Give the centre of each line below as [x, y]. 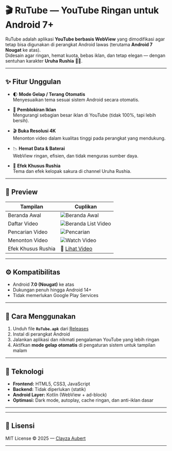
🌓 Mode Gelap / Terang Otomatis [49, 94]
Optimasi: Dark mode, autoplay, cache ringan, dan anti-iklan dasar [83, 400]
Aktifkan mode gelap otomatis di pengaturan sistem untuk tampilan [84, 345]
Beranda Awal [25, 215]
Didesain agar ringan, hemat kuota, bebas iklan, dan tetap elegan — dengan [85, 55]
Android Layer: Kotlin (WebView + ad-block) [60, 395]
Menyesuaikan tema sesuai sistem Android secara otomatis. [76, 100]
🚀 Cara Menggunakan [40, 316]
